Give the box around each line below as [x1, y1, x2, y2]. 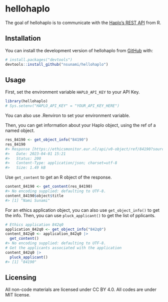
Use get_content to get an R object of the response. [5, 174, 112, 181]
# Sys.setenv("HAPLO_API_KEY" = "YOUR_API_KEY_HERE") [5, 103, 120, 108]
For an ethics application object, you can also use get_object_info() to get [5, 207, 160, 213]
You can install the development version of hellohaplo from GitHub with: [5, 47, 153, 53]
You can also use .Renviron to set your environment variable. [5, 112, 130, 118]
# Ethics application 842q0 [5, 222, 64, 227]
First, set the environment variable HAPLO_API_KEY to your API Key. [5, 89, 140, 95]
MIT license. [5, 292, 31, 298]
